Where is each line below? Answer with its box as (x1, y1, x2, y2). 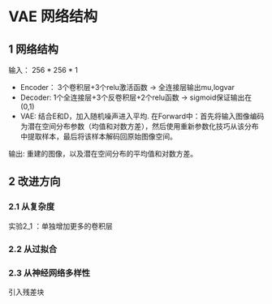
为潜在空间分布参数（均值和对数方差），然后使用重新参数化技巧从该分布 (19, 122, 259, 131)
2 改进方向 (8, 175, 61, 189)
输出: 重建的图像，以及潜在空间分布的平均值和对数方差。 (8, 149, 197, 158)
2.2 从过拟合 (8, 243, 58, 255)
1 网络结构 (8, 42, 59, 56)
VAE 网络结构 (8, 7, 98, 26)
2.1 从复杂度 (8, 201, 55, 212)
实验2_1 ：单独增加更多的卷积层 (8, 221, 114, 231)
